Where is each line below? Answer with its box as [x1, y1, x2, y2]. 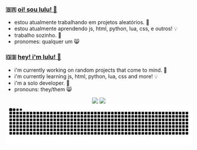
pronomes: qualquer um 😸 [14, 38, 80, 45]
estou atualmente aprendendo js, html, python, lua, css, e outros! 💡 [14, 25, 178, 32]
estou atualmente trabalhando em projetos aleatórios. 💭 [14, 19, 150, 26]
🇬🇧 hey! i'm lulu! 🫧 [5, 53, 62, 61]
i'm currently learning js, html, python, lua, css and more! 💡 [14, 72, 158, 79]
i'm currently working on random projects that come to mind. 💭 [14, 66, 167, 74]
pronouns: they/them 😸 [14, 85, 72, 92]
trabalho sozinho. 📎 [14, 32, 62, 39]
